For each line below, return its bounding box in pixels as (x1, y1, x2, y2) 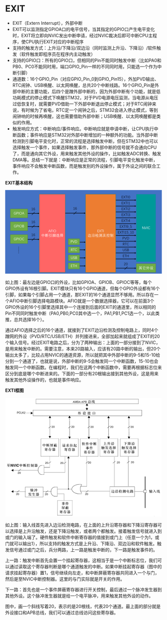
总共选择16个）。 (13, 316, 47, 322)
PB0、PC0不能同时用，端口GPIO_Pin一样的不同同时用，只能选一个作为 (12, 63, 158, 70)
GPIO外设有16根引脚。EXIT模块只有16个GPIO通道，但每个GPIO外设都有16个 (5, 285, 160, 291)
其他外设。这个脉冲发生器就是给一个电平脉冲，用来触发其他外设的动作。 (5, 593, 153, 599)
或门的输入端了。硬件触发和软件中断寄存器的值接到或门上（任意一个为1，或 (5, 534, 160, 540)
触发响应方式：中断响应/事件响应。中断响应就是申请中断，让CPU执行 (12, 125, 154, 132)
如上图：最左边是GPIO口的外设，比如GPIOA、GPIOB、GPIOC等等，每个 (5, 279, 152, 285)
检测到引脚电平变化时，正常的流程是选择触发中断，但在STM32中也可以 (12, 138, 158, 144)
